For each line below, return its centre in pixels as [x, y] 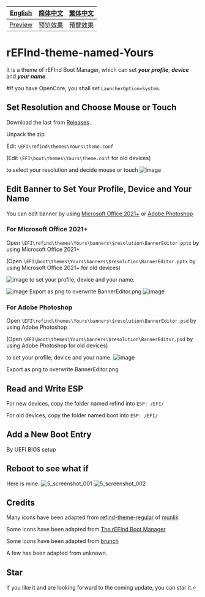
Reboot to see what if [47, 469]
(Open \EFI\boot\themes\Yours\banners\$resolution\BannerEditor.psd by [100, 339]
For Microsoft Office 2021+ [47, 229]
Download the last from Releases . [49, 122]
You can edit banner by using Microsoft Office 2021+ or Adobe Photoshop [100, 214]
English [21, 13]
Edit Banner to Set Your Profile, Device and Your [99, 189]
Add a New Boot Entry [49, 435]
